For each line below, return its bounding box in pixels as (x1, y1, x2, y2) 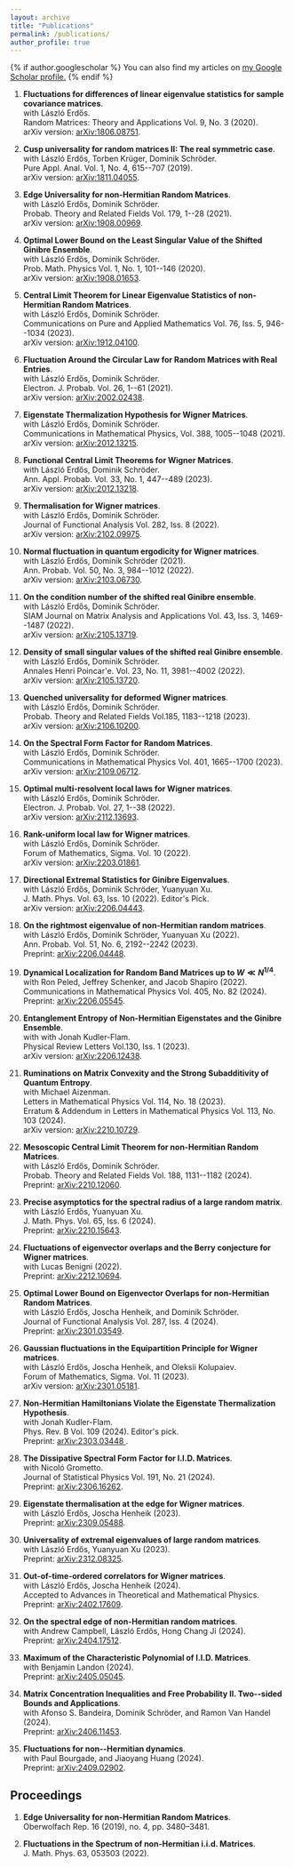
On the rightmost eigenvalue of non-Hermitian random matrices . (22, 920, 266, 931)
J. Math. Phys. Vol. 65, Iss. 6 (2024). (22, 1215, 156, 1226)
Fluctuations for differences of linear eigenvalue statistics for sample (22, 89, 284, 100)
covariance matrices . (22, 99, 104, 109)
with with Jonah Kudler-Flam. (22, 1031, 131, 1042)
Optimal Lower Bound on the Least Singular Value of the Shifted (22, 235, 263, 245)
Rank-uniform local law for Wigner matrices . (22, 829, 190, 840)
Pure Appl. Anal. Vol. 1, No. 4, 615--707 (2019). (22, 163, 194, 173)
